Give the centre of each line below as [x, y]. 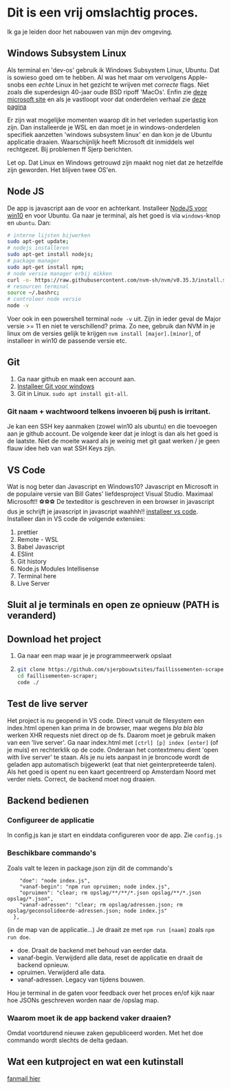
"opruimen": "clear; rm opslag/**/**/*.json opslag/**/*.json [110, 893]
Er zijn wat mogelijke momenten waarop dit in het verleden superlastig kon [113, 120]
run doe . [19, 937]
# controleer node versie [44, 299]
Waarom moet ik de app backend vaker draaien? [89, 1018]
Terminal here [37, 575]
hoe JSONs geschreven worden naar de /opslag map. [83, 1000]
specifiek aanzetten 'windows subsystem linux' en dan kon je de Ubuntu [110, 134]
